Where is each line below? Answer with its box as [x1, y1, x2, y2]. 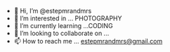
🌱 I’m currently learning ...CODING [13, 22, 114, 30]
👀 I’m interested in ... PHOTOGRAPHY [13, 14, 122, 22]
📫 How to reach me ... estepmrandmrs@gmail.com [13, 37, 163, 45]
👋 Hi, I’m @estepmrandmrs [13, 7, 92, 15]
